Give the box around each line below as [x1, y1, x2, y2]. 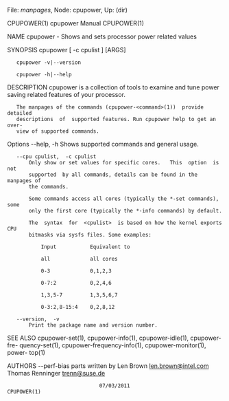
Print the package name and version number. [28, 322, 158, 329]
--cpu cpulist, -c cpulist [16, 153, 97, 160]
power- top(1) [7, 349, 46, 356]
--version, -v [16, 316, 60, 323]
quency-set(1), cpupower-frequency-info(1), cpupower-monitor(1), [19, 341, 206, 349]
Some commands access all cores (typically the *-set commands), [28, 195, 219, 202]
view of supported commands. [16, 128, 99, 135]
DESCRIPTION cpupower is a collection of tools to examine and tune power [7, 83, 219, 91]
